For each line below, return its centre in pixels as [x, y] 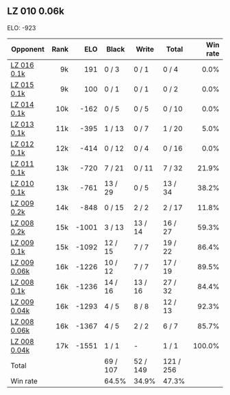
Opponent [28, 49]
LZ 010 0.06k [36, 11]
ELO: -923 [22, 27]
